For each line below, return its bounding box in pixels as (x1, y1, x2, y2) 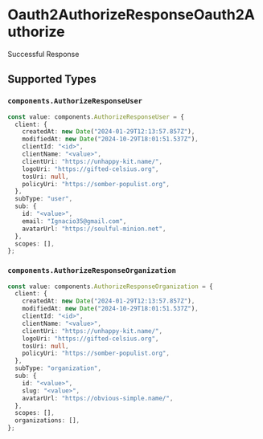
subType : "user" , (14, 195, 73, 203)
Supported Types (7, 72, 97, 86)
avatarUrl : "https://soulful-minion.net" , (22, 225, 166, 233)
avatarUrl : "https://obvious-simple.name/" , (22, 394, 174, 402)
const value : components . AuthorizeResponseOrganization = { (7, 283, 214, 291)
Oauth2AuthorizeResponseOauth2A (7, 6, 255, 24)
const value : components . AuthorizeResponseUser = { (7, 112, 184, 121)
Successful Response (7, 49, 80, 59)
